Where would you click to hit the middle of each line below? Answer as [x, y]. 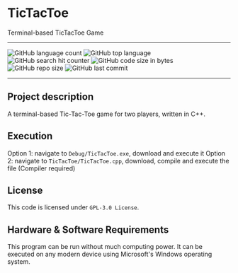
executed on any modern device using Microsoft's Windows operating [110, 254]
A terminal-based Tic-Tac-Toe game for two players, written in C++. [107, 114]
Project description [51, 97]
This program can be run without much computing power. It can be [105, 247]
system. [19, 262]
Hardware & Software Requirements [88, 230]
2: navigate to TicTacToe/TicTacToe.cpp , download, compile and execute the [118, 161]
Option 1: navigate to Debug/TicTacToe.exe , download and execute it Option [116, 153]
